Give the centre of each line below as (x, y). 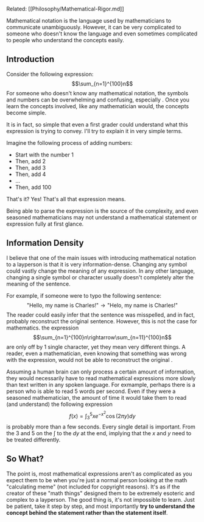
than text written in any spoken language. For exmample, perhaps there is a (101, 384)
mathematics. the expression (43, 328)
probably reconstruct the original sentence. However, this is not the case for (102, 321)
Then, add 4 (30, 174)
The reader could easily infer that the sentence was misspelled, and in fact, (101, 315)
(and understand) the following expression (59, 404)
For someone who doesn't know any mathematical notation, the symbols (97, 93)
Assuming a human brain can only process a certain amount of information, (101, 372)
